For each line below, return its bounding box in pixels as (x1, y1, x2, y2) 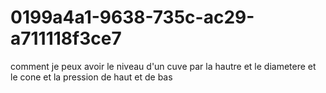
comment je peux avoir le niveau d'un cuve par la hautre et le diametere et (10, 60, 317, 72)
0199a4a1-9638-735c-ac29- (10, 6, 255, 29)
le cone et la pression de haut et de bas (10, 71, 173, 83)
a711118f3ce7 (10, 27, 122, 50)
